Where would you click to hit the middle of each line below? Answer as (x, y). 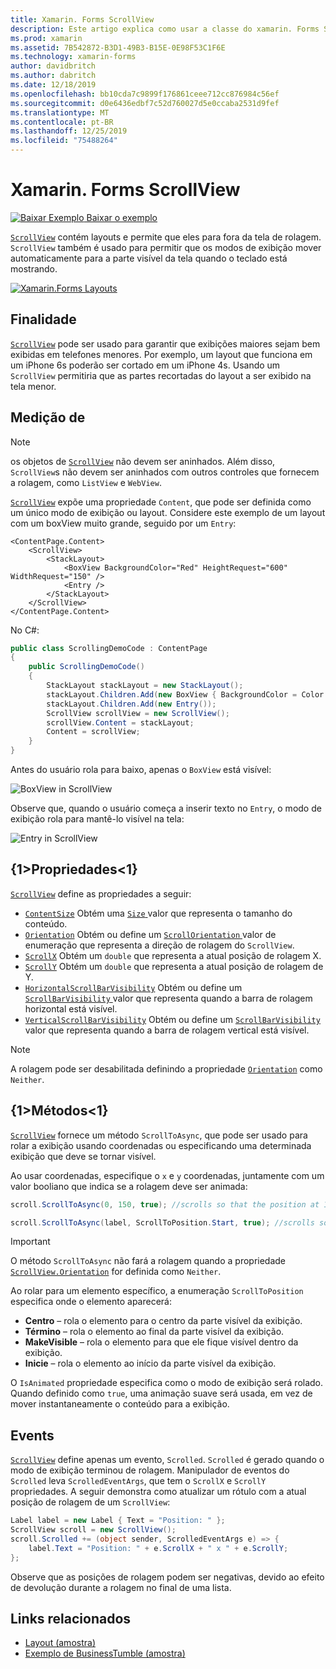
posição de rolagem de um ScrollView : (90, 1502)
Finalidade (43, 319)
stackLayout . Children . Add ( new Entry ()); (131, 704)
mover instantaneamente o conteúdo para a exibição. (120, 1404)
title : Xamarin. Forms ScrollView (82, 19)
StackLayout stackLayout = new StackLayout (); (145, 686)
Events (32, 1435)
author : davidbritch (53, 66)
